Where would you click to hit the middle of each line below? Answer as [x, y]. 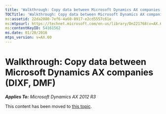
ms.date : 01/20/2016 [26, 33]
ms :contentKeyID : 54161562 [33, 28]
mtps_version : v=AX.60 [28, 38]
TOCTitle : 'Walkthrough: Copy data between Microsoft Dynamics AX [75, 14]
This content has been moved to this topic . [49, 106]
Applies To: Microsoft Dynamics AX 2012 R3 [51, 97]
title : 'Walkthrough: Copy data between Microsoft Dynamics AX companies [83, 10]
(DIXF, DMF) [30, 83]
